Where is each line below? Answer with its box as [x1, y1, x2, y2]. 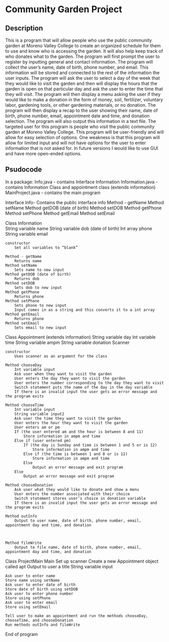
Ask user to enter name [5, 573, 56, 579]
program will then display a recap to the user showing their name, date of [5, 108, 158, 113]
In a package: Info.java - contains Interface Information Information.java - [5, 179, 158, 185]
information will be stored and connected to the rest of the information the [5, 70, 160, 76]
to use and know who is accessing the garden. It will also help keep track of [5, 48, 163, 54]
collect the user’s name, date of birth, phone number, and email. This [5, 65, 149, 70]
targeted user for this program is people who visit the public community [5, 123, 155, 130]
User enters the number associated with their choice [14, 491, 130, 496]
